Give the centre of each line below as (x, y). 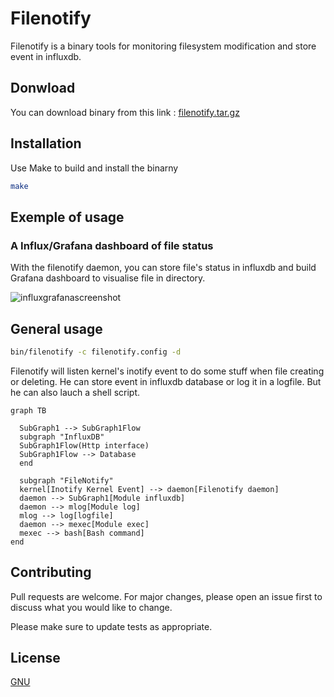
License (35, 658)
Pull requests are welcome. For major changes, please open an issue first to (166, 596)
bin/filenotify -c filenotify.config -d (96, 352)
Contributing (51, 572)
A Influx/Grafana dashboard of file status (112, 245)
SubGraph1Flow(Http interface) (84, 445)
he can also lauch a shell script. (75, 392)
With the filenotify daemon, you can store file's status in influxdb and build (163, 268)
